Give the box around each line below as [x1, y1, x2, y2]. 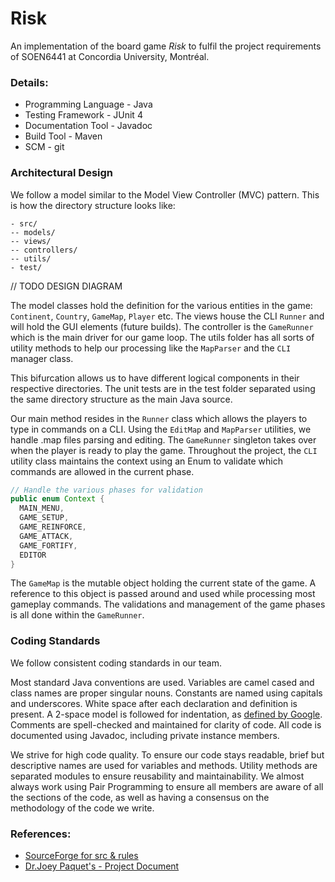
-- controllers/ [10, 245, 78, 255]
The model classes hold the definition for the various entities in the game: [10, 299, 313, 311]
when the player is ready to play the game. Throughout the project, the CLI [10, 444, 318, 456]
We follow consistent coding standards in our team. [10, 657, 222, 669]
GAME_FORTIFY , [19, 540, 78, 551]
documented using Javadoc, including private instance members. [10, 729, 280, 741]
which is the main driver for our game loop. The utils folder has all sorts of [10, 331, 315, 343]
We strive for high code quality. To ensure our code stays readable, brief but [10, 748, 325, 761]
